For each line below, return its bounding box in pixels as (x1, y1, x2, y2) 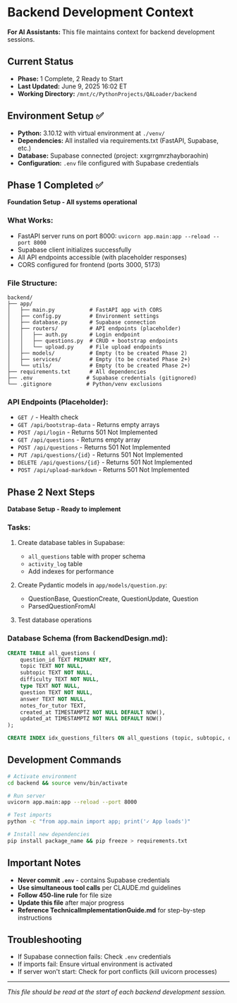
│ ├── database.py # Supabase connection (7, 319, 157, 326)
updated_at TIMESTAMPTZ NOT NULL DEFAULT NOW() (20, 715, 162, 722)
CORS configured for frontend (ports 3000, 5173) (17, 260, 161, 269)
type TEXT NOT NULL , (20, 683, 80, 690)
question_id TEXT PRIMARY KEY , (20, 656, 112, 663)
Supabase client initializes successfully (17, 245, 132, 254)
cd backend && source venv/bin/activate (7, 779, 128, 787)
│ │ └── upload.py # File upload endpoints (7, 344, 162, 351)
